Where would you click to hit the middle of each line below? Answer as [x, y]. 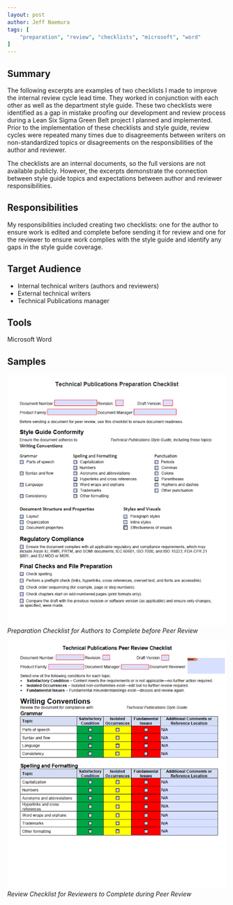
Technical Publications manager [63, 300]
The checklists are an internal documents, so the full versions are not [106, 163]
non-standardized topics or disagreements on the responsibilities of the [110, 142]
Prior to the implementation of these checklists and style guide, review [108, 127]
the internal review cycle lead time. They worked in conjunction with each [113, 97]
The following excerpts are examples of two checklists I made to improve [112, 90]
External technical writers [54, 293]
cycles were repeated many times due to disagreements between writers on [116, 135]
